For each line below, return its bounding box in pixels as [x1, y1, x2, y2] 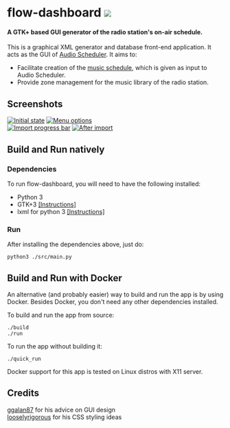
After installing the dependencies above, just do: [7, 240, 144, 248]
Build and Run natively [7, 143, 105, 155]
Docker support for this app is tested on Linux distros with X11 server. [7, 368, 203, 375]
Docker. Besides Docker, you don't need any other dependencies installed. [7, 298, 218, 306]
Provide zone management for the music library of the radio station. [16, 78, 209, 86]
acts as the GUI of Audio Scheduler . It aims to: [7, 50, 137, 59]
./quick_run [7, 355, 41, 362]
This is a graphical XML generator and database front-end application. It [7, 43, 211, 51]
